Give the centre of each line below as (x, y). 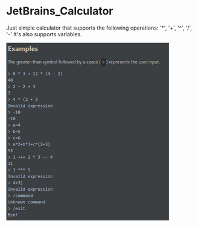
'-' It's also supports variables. (44, 34)
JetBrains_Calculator (60, 11)
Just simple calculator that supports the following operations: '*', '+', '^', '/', (99, 28)
